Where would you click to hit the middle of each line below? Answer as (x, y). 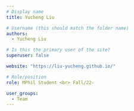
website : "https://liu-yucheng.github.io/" (61, 66)
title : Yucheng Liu (30, 17)
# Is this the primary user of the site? (58, 50)
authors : (17, 33)
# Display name (25, 12)
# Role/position (26, 77)
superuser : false (28, 55)
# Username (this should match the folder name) (68, 28)
